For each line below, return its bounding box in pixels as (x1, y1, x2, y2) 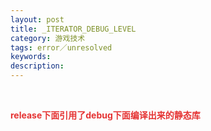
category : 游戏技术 (10, 33, 86, 43)
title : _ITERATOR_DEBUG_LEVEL (10, 24, 137, 34)
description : (10, 61, 65, 71)
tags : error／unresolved (10, 42, 113, 53)
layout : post (10, 14, 65, 25)
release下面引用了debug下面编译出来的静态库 (10, 109, 201, 121)
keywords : (10, 52, 52, 62)
